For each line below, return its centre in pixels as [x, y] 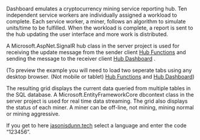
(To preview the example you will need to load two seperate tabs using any [99, 70]
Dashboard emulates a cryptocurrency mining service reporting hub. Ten [97, 9]
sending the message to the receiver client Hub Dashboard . [81, 59]
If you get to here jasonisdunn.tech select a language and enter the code [96, 125]
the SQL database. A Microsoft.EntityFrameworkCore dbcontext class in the [100, 95]
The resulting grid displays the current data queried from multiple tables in [98, 88]
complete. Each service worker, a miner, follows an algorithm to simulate [96, 21]
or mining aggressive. [33, 114]
